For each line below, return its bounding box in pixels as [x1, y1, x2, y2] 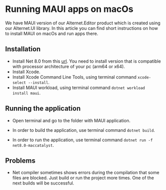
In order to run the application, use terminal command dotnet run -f [12, 137, 153, 143]
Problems [5, 156, 36, 165]
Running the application [5, 104, 81, 113]
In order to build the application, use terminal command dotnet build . [12, 127, 155, 133]
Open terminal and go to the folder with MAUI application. [12, 117, 131, 123]
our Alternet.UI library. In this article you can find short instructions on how [5, 25, 158, 31]
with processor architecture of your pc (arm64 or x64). [12, 63, 125, 69]
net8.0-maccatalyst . [12, 142, 54, 148]
